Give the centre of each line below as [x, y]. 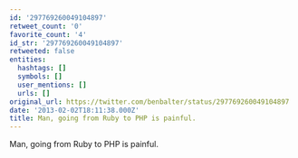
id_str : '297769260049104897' [67, 43]
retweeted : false [42, 51]
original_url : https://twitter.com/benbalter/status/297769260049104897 [149, 102]
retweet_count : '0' [46, 26]
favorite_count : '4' [48, 34]
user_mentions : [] [53, 85]
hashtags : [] [42, 69]
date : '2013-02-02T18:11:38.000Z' [75, 110]
